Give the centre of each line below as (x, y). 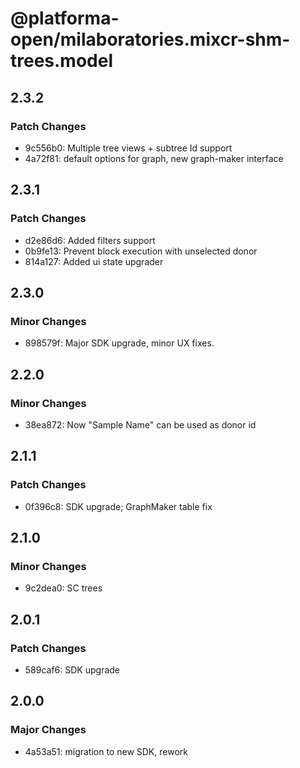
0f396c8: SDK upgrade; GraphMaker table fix (118, 506)
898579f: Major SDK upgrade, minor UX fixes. (119, 343)
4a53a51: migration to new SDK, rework (106, 751)
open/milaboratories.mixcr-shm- (150, 39)
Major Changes (48, 730)
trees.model (62, 61)
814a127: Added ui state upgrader (94, 261)
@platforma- (65, 18)
